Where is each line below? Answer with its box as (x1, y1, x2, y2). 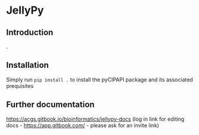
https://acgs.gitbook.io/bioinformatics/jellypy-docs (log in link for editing (6, 115, 185, 123)
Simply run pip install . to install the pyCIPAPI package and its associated (6, 76, 193, 83)
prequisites (6, 82, 34, 89)
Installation (6, 60, 49, 70)
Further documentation (6, 99, 95, 110)
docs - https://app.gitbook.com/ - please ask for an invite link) (6, 121, 160, 128)
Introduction (6, 27, 54, 37)
